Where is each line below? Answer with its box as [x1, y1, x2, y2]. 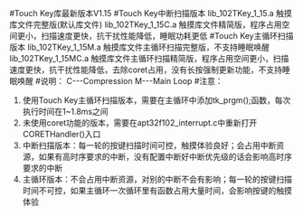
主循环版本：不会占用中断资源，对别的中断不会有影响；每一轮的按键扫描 [22, 174, 292, 184]
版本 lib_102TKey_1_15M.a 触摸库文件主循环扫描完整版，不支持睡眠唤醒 [9, 42, 270, 52]
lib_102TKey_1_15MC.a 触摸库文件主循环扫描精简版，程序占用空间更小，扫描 [9, 53, 289, 63]
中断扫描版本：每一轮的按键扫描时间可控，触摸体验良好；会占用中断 [22, 140, 277, 151]
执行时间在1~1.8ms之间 [22, 107, 109, 117]
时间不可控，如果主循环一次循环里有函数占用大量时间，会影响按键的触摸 [22, 185, 292, 196]
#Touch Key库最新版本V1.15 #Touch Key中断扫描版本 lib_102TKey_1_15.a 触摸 [9, 8, 292, 18]
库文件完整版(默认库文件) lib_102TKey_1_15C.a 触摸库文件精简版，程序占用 [9, 19, 282, 30]
